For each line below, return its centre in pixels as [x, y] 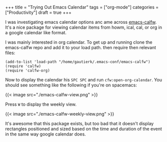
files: [10, 53]
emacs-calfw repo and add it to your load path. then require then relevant [81, 47]
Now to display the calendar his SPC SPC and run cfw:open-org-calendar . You [83, 80]
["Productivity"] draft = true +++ [38, 12]
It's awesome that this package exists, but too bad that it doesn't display [80, 123]
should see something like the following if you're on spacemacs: [71, 85]
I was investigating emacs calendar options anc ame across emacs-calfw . [81, 22]
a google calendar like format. [36, 33]
